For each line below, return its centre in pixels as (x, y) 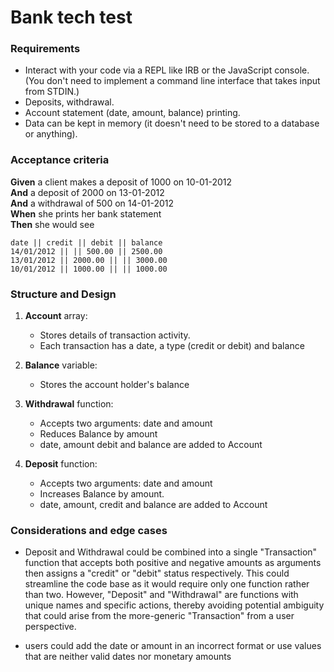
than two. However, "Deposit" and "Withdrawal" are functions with (161, 595)
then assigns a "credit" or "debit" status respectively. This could (157, 573)
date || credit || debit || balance (86, 242)
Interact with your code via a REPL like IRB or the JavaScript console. (167, 70)
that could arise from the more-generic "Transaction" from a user (159, 616)
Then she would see (52, 224)
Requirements (45, 49)
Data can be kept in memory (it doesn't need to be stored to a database (172, 123)
